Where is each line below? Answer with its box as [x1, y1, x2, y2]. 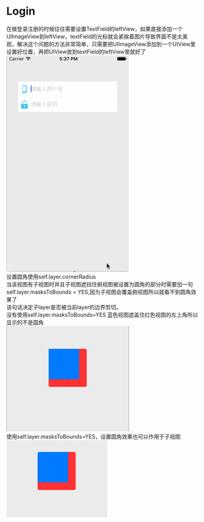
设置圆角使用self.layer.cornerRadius [6, 273, 96, 280]
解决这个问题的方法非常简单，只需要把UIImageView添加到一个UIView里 [16, 40, 196, 48]
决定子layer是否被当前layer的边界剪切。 [22, 303, 122, 311]
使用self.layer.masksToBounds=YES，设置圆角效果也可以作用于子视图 [6, 432, 181, 440]
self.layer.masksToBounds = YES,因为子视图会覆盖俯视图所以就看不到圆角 [6, 288, 191, 295]
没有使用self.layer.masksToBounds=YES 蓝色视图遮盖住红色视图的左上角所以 [6, 311, 199, 318]
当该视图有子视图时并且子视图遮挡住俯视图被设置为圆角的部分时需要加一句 [6, 280, 193, 287]
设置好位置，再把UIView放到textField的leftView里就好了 [6, 48, 146, 55]
